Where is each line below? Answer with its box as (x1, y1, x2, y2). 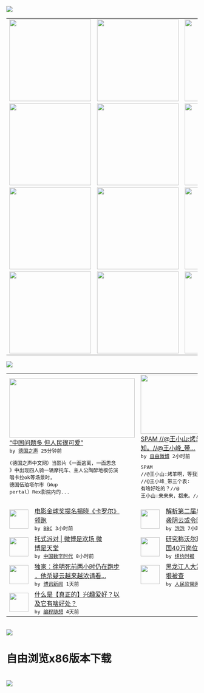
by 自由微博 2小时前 (140, 453, 191, 459)
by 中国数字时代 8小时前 (34, 553, 94, 559)
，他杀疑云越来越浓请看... (34, 572, 106, 580)
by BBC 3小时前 (34, 525, 73, 532)
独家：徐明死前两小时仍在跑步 (34, 563, 120, 571)
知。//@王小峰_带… (140, 444, 196, 452)
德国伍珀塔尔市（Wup (9, 481, 58, 488)
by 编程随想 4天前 (34, 608, 80, 615)
